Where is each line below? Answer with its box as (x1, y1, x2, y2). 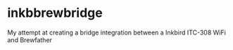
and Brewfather (7, 35, 53, 44)
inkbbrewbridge (7, 5, 103, 21)
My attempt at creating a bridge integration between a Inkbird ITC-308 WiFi (7, 28, 227, 37)
